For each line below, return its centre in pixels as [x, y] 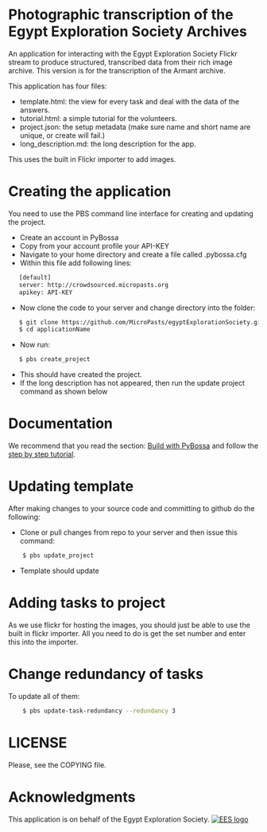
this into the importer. [43, 642]
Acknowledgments [72, 797]
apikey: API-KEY [46, 292]
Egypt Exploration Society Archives [128, 31]
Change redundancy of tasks [106, 674]
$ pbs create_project [54, 359]
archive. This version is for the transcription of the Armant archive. [117, 70]
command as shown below [64, 391]
